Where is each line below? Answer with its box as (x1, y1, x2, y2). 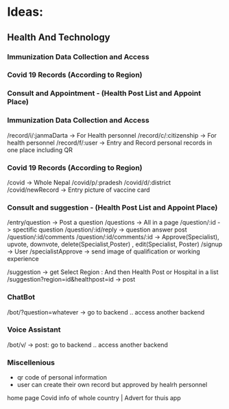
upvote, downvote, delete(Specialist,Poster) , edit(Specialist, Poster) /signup (7, 240, 223, 249)
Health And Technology (7, 32, 111, 43)
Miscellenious (7, 358, 55, 367)
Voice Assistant (7, 325, 61, 334)
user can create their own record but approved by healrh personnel (16, 381, 208, 389)
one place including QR (7, 145, 73, 154)
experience (7, 255, 39, 263)
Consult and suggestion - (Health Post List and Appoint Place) (7, 203, 218, 212)
